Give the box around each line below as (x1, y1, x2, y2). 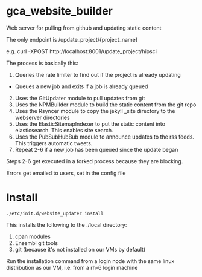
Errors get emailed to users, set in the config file (6, 169, 126, 177)
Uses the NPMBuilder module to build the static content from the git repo (14, 101, 197, 108)
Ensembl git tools (14, 239, 58, 246)
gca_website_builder (6, 4, 113, 18)
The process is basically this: (6, 59, 78, 67)
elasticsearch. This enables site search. (14, 126, 113, 134)
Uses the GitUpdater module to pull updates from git (14, 94, 145, 102)
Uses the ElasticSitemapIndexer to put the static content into (14, 120, 166, 128)
